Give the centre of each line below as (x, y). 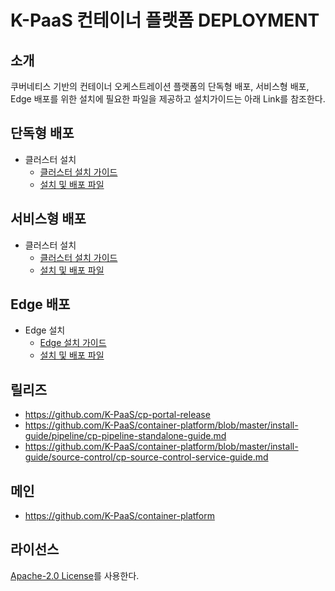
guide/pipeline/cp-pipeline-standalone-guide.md (125, 436)
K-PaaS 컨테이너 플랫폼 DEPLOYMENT (165, 20)
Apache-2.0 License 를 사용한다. (75, 575)
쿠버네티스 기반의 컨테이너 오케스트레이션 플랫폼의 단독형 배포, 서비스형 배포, (160, 86)
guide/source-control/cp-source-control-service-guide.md (146, 457)
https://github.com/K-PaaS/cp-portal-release (117, 415)
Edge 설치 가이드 (73, 343)
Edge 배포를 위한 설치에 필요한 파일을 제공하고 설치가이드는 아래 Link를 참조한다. (168, 99)
